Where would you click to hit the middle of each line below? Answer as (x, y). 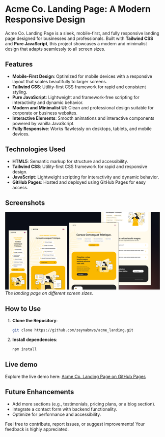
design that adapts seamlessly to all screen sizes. (55, 49)
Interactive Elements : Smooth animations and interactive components (83, 118)
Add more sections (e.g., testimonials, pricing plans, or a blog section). (84, 404)
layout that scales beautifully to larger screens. (59, 81)
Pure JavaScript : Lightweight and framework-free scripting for (76, 97)
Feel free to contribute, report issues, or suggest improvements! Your (75, 424)
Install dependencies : (35, 340)
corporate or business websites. (45, 113)
